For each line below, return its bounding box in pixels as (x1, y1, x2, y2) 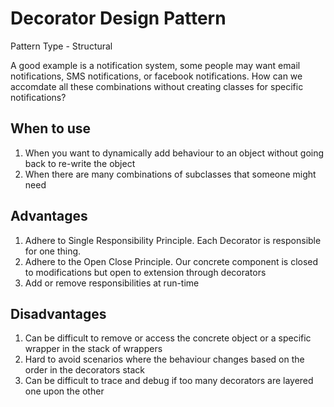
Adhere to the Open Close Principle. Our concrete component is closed (24, 255, 319, 267)
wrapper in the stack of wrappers (24, 343, 163, 355)
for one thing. (24, 245, 82, 257)
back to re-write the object (24, 157, 136, 169)
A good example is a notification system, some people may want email (10, 59, 301, 71)
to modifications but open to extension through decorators (24, 266, 267, 278)
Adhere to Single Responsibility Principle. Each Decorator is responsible (24, 234, 322, 246)
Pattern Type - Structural (10, 40, 113, 52)
